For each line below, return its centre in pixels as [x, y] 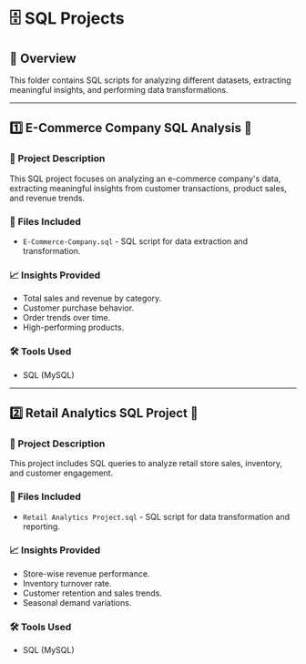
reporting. [41, 526]
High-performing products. [73, 327]
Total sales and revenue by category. [92, 299]
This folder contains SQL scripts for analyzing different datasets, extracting [150, 80]
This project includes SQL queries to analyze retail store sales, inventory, [146, 464]
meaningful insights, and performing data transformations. [119, 90]
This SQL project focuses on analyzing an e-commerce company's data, [145, 179]
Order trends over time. [66, 318]
